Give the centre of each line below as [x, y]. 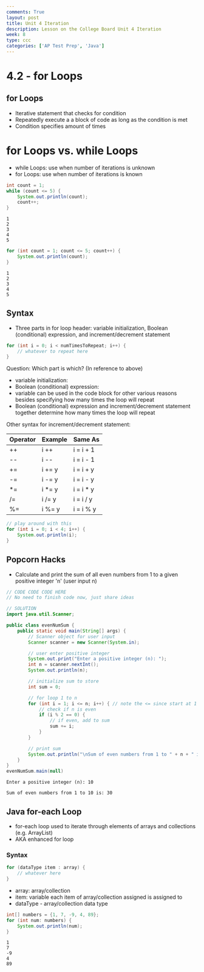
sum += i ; [62, 726]
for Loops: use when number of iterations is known [79, 174]
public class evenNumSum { [40, 625]
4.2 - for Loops [45, 76]
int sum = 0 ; [45, 687]
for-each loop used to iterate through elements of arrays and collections [105, 826]
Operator [23, 439]
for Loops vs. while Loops [72, 151]
